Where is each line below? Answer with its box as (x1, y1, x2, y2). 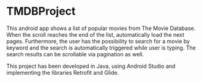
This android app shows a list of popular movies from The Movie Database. (6, 24, 196, 32)
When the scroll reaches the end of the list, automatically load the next (6, 31, 185, 38)
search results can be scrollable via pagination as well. (6, 50, 144, 58)
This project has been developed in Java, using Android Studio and (6, 62, 176, 70)
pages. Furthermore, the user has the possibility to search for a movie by (6, 37, 190, 45)
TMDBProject (6, 4, 76, 18)
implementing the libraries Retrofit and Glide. (6, 69, 119, 76)
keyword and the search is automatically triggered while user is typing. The (6, 44, 196, 51)
